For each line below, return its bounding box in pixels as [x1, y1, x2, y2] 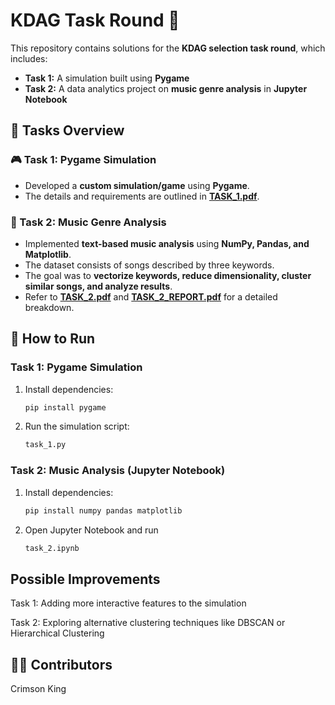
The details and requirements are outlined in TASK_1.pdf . [24, 190, 260, 202]
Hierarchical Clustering [10, 627, 105, 639]
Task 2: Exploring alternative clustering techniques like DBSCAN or [10, 617, 286, 629]
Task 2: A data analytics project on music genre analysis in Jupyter [24, 82, 308, 94]
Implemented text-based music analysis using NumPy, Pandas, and [24, 237, 310, 249]
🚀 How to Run [10, 330, 96, 348]
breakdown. [24, 301, 75, 313]
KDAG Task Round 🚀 [10, 9, 180, 32]
